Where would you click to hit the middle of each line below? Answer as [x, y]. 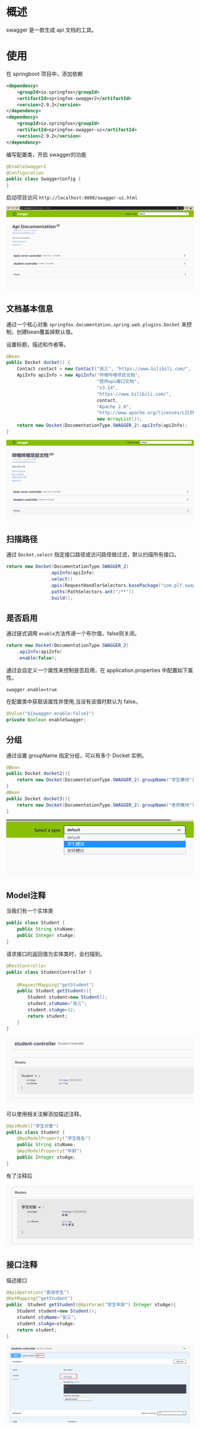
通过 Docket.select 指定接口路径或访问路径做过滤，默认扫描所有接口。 [93, 555]
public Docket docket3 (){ [38, 799]
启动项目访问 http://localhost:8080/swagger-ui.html [72, 198]
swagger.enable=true [32, 689]
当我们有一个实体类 [30, 911]
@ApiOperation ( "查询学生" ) [38, 1292]
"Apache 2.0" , [114, 407]
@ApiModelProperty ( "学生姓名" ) [54, 1138]
